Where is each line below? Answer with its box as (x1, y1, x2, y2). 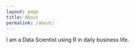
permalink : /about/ (6, 20, 55, 26)
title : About (6, 14, 39, 20)
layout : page (6, 8, 39, 15)
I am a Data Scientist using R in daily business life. (6, 36, 130, 44)
